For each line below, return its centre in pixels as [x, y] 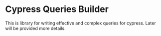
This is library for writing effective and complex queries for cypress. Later [80, 23]
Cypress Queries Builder [57, 9]
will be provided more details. [35, 28]
